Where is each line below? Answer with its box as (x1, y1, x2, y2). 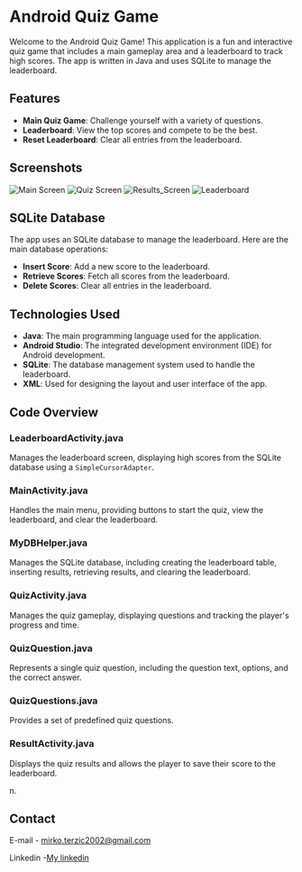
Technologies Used (9, 307, 120, 322)
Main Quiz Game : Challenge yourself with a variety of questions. (22, 115, 263, 125)
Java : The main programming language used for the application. (22, 331, 261, 342)
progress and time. (9, 620, 79, 630)
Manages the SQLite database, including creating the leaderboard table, (9, 557, 278, 568)
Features (9, 91, 60, 106)
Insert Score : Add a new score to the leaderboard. (22, 262, 210, 272)
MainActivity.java (9, 484, 88, 497)
